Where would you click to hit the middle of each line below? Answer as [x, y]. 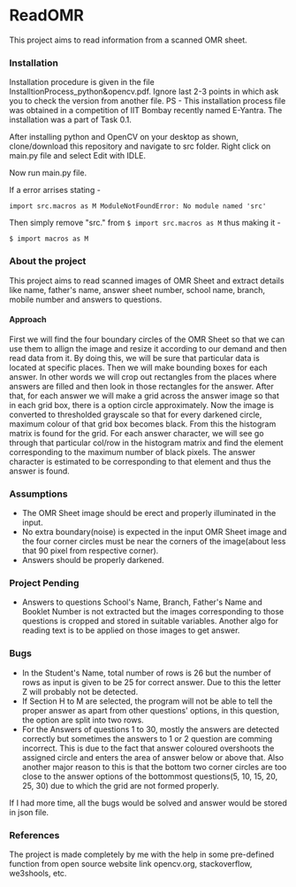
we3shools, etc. [38, 873]
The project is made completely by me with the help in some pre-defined [142, 854]
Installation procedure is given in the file [82, 82]
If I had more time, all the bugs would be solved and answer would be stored [148, 803]
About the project [48, 261]
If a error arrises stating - [55, 190]
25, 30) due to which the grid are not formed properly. [120, 785]
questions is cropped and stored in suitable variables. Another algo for [150, 621]
